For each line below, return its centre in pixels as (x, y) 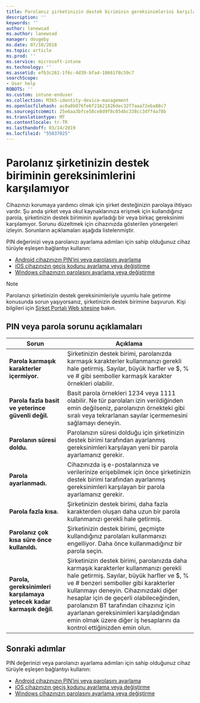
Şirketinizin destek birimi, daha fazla (118, 504)
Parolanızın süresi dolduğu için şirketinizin (126, 433)
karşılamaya (27, 594)
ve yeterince (27, 408)
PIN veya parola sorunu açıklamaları (74, 327)
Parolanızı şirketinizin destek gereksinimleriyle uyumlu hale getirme (88, 295)
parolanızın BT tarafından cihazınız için (121, 605)
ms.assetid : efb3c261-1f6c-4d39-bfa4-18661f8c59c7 (70, 73)
